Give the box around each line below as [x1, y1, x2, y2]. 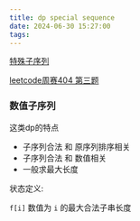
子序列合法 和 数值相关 [22, 152, 107, 163]
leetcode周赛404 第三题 [9, 75, 99, 86]
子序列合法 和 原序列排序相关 [22, 141, 131, 152]
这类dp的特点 [9, 122, 60, 133]
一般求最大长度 [22, 163, 79, 174]
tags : [9, 30, 30, 39]
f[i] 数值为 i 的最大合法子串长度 [9, 202, 132, 213]
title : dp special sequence [9, 13, 116, 23]
